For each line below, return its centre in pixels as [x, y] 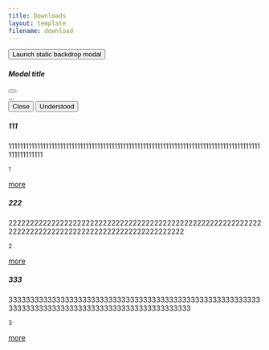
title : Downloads [37, 16]
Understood [57, 106]
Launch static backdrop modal [57, 54]
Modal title [27, 74]
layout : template [37, 23]
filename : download [41, 31]
